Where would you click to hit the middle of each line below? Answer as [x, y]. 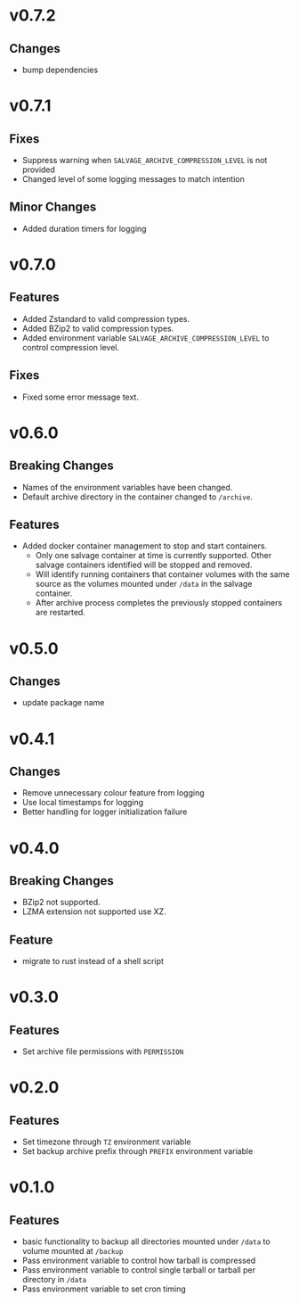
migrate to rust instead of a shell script [93, 961]
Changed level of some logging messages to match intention [133, 179]
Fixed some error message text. [81, 397]
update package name [63, 703]
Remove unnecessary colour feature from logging [113, 793]
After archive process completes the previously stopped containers [159, 603]
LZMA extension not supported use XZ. [94, 911]
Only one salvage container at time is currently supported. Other [154, 556]
